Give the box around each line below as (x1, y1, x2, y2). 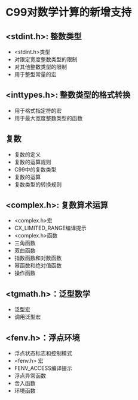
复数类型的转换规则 (14, 181, 62, 188)
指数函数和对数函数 (14, 254, 62, 261)
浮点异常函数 (14, 372, 46, 380)
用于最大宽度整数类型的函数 (14, 115, 83, 122)
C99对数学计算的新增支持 (5, 5, 132, 19)
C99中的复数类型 (14, 166, 57, 173)
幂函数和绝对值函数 (14, 262, 62, 269)
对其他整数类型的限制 (14, 64, 67, 70)
